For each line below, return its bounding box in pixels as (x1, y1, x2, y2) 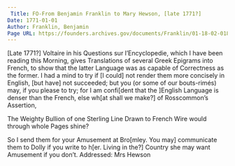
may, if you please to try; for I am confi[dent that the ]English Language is (7, 86, 219, 95)
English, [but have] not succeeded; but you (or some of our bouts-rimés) (7, 78, 217, 88)
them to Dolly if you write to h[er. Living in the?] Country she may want (7, 143, 211, 151)
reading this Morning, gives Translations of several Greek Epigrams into (7, 57, 213, 65)
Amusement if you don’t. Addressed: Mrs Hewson (7, 151, 151, 159)
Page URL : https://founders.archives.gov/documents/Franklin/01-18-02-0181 (7, 29, 233, 37)
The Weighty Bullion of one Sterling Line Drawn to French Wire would (7, 115, 207, 123)
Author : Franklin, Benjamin (7, 23, 90, 30)
